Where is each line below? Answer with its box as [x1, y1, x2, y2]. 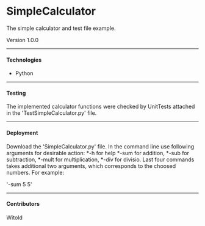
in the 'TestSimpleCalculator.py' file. [6, 109, 97, 117]
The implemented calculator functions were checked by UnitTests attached [6, 103, 195, 111]
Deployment [6, 129, 38, 136]
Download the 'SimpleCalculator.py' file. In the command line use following [6, 142, 195, 150]
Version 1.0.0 [6, 36, 39, 43]
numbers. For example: [6, 169, 65, 176]
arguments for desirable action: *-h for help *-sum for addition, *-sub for [6, 149, 189, 156]
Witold [6, 214, 23, 221]
